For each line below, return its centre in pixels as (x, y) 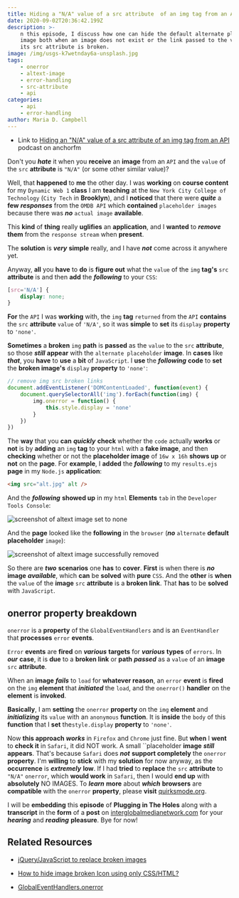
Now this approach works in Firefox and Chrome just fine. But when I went (117, 738)
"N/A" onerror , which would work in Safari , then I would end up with (108, 776)
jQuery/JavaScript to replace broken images (82, 859)
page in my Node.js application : (54, 471)
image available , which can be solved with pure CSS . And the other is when (120, 576)
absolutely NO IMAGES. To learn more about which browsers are (105, 784)
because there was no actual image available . (75, 213)
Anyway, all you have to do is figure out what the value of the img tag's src (118, 269)
